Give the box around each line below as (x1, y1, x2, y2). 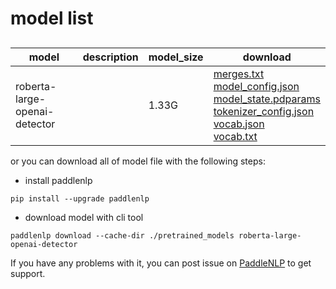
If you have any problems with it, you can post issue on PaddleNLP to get (10, 257, 312, 269)
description (82, 50, 139, 64)
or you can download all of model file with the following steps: (10, 155, 266, 167)
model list (10, 7, 94, 30)
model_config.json (213, 79, 300, 93)
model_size (148, 50, 204, 64)
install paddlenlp (24, 174, 93, 186)
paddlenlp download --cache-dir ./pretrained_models (10, 230, 235, 241)
